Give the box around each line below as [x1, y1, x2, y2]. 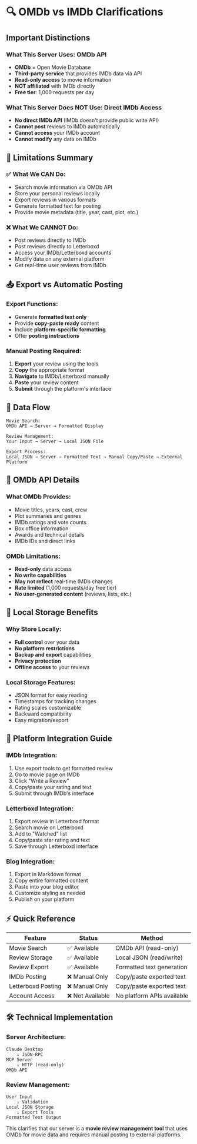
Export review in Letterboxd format [14, 817, 99, 824]
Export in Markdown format [14, 871, 81, 878]
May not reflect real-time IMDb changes [14, 578, 113, 585]
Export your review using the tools [14, 360, 99, 367]
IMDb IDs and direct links [14, 537, 76, 544]
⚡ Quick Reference [6, 913, 76, 923]
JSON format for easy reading [14, 691, 88, 699]
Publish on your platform [14, 896, 75, 903]
